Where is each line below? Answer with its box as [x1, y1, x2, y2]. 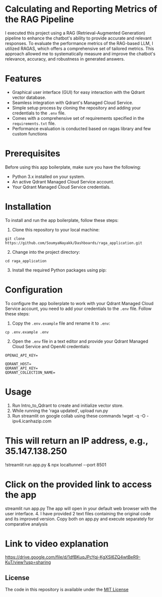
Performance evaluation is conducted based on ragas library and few [12, 126, 151, 132]
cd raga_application [5, 258, 47, 264]
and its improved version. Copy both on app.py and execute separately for [5, 516, 154, 522]
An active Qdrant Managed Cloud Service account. [12, 178, 114, 184]
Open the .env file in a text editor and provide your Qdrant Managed [12, 338, 148, 344]
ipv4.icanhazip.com [12, 418, 52, 424]
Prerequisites [5, 148, 61, 159]
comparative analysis [5, 521, 48, 527]
